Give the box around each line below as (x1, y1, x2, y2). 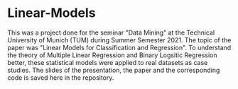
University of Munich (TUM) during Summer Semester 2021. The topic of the (7, 35, 232, 44)
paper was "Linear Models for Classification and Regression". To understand (7, 43, 232, 52)
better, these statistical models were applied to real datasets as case (7, 58, 208, 66)
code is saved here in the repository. (7, 73, 114, 82)
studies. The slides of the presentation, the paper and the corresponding (7, 66, 220, 74)
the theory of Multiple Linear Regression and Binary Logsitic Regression (7, 51, 218, 59)
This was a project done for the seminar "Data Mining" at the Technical (7, 28, 215, 37)
